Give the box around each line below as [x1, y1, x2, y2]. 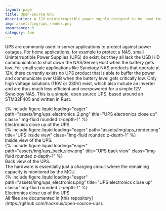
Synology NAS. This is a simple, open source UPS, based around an [5, 91, 143, 97]
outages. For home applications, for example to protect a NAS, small [5, 49, 144, 55]
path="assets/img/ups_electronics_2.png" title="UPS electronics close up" [5, 111, 157, 117]
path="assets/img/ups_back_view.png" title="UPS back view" [5, 148, 131, 154]
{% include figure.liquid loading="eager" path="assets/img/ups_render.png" [5, 127, 161, 132]
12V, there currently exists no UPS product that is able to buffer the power [5, 70, 155, 76]
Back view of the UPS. [5, 159, 51, 164]
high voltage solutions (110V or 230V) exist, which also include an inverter [5, 81, 156, 86]
